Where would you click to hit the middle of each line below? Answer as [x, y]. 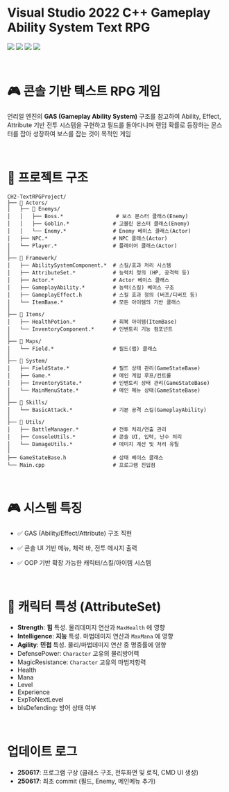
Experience [33, 692]
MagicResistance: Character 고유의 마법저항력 [82, 662]
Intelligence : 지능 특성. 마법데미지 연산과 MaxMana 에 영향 [95, 636]
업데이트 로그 [42, 751]
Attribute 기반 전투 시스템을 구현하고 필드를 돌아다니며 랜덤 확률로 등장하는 [108, 125]
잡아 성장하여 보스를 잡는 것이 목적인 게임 [76, 133]
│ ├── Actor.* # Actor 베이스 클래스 [88, 280]
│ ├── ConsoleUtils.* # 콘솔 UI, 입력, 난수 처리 [95, 437]
